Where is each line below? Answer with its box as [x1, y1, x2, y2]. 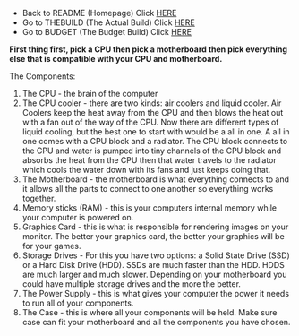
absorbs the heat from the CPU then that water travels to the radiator [21, 155, 277, 165]
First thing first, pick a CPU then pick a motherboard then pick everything [9, 44, 288, 55]
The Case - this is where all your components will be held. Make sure [21, 307, 278, 317]
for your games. [21, 241, 81, 251]
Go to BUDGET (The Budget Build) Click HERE [21, 27, 192, 37]
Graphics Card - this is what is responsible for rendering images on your [21, 221, 289, 232]
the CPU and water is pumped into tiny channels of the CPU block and [21, 145, 282, 156]
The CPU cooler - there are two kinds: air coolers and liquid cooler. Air [21, 98, 282, 108]
